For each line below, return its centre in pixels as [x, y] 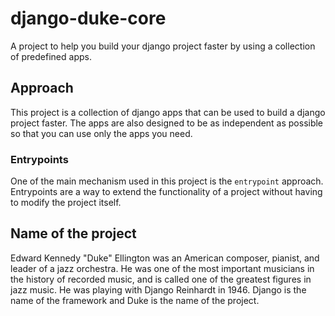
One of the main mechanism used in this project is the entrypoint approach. [167, 181]
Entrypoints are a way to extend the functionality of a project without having [166, 192]
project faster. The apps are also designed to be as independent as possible [167, 123]
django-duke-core [88, 18]
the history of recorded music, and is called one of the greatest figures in [161, 279]
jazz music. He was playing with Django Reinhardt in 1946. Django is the [158, 289]
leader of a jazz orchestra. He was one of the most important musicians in [162, 268]
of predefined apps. [51, 56]
